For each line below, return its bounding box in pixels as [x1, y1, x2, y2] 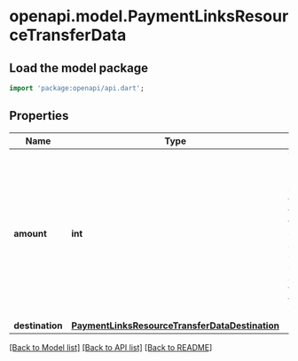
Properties [9, 108, 69, 123]
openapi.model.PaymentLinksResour [9, 6, 289, 27]
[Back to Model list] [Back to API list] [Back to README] [9, 341, 213, 352]
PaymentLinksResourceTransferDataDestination [71, 319, 279, 332]
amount [13, 227, 47, 239]
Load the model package [9, 60, 149, 75]
